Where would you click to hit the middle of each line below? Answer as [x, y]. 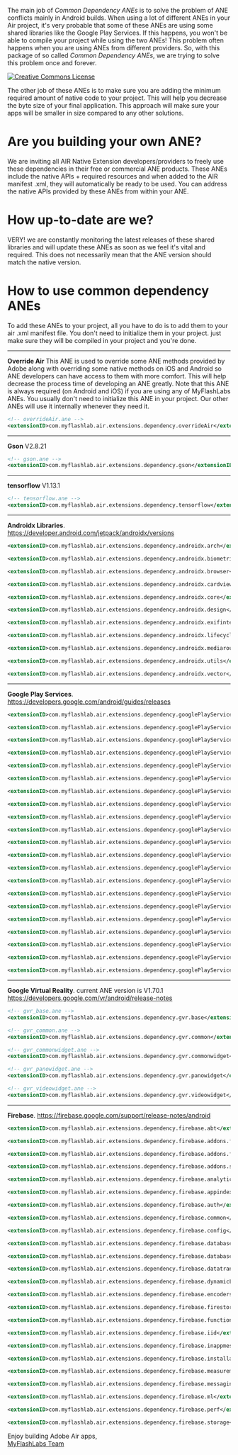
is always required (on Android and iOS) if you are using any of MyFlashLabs [119, 391]
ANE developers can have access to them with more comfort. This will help [117, 376]
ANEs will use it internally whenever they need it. [79, 406]
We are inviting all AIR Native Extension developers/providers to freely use [116, 161]
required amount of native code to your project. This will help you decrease [117, 98]
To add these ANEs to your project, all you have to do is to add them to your [118, 325]
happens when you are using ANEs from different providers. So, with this [114, 48]
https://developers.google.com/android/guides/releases [89, 702]
